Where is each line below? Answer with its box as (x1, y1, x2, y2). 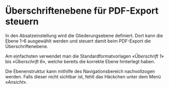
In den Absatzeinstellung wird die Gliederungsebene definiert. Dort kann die (5, 32, 163, 38)
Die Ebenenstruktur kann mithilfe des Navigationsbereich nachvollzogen (5, 68, 155, 74)
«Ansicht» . (5, 79, 28, 85)
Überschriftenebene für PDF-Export (5, 5, 159, 17)
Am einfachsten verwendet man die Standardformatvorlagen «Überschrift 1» (5, 53, 164, 59)
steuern (5, 16, 39, 27)
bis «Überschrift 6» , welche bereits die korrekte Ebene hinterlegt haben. (5, 58, 155, 64)
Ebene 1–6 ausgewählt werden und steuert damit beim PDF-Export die (5, 38, 151, 44)
